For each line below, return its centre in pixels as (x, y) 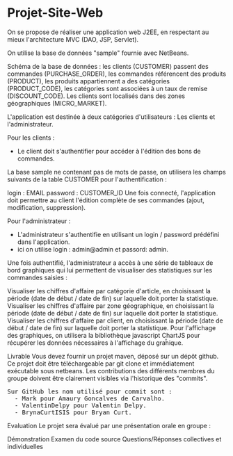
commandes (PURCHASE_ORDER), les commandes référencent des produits (117, 74)
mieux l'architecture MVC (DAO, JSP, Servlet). (73, 39)
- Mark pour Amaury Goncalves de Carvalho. (90, 398)
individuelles (25, 446)
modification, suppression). (46, 207)
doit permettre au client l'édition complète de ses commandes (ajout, (106, 200)
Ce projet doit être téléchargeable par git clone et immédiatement (101, 364)
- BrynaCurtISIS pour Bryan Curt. (73, 412)
